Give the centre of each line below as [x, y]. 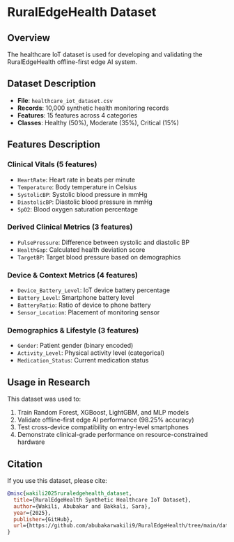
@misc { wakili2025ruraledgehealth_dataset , [70, 494]
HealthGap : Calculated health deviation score [81, 249]
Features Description [54, 144]
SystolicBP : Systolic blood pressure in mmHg [82, 194]
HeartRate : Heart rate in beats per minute [76, 180]
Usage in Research [49, 382]
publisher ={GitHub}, [43, 519]
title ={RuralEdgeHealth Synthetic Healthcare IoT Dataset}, [102, 500]
